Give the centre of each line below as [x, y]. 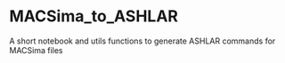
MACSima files [37, 50]
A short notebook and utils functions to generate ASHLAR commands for [142, 41]
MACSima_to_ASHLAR [94, 16]
